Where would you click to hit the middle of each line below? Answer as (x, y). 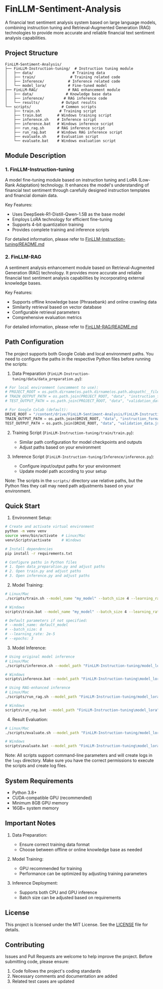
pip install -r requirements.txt (39, 553)
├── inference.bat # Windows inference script (64, 124)
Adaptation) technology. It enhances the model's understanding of (82, 185)
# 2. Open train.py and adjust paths (43, 571)
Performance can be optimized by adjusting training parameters (83, 873)
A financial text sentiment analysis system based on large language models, (81, 22)
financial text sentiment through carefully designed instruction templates (78, 190)
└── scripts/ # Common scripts (51, 107)
